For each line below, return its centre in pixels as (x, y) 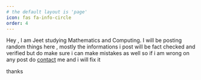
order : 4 (17, 23)
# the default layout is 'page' (47, 12)
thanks (15, 72)
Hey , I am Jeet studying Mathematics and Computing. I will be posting (94, 41)
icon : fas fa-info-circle (39, 18)
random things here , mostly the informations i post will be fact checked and (101, 47)
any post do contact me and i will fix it (53, 60)
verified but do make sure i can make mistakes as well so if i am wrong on (98, 53)
